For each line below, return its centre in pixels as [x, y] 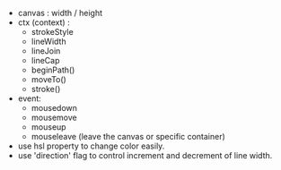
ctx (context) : [44, 22]
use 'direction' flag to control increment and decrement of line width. [145, 155]
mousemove [54, 117]
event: [30, 98]
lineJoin [46, 51]
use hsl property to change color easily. [91, 146]
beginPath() [53, 70]
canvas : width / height [60, 13]
